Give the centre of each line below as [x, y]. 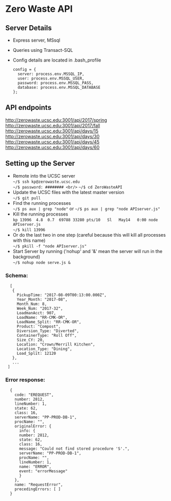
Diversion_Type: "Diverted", [48, 331]
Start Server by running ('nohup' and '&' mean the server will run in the [88, 251]
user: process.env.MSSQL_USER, [51, 79]
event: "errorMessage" [43, 471]
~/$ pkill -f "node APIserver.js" [50, 246]
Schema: [17, 275]
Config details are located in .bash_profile [57, 60]
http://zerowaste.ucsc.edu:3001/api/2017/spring [56, 120]
